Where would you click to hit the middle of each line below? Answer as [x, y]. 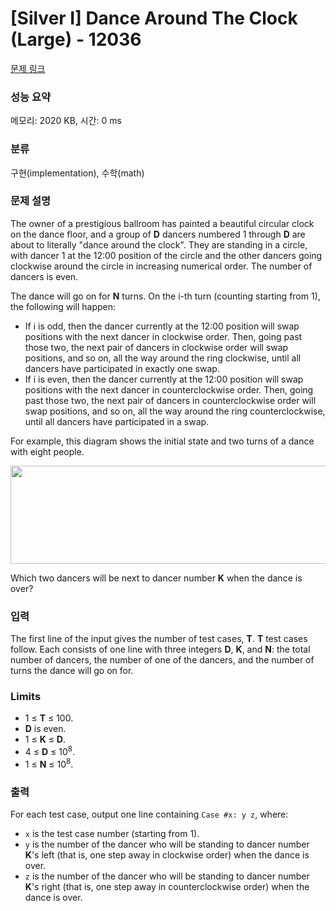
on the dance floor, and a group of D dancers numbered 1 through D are [158, 234]
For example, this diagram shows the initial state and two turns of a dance [162, 441]
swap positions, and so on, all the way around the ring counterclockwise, [175, 411]
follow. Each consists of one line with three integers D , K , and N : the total [160, 649]
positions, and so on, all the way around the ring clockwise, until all [163, 358]
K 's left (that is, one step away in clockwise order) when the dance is [167, 855]
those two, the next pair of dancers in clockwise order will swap [156, 347]
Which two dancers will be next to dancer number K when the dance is [156, 578]
